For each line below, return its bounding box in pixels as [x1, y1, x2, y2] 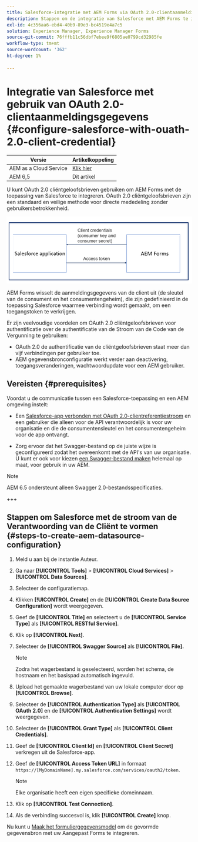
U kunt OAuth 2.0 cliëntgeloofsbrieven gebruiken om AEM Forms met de [6, 186, 182, 193]
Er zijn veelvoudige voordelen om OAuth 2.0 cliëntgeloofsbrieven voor [6, 319, 176, 326]
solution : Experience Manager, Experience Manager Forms [6, 28, 149, 34]
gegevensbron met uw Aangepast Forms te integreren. [6, 829, 139, 836]
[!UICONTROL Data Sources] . [15, 573, 88, 580]
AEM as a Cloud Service [9, 165, 68, 172]
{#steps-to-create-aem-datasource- [6, 531, 145, 541]
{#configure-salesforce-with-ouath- [6, 122, 190, 136]
